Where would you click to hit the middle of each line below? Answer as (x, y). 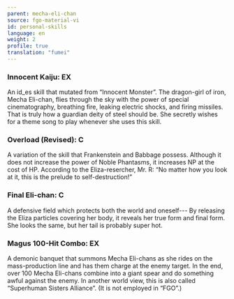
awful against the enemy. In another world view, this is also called (101, 281)
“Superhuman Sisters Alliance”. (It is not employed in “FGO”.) (95, 288)
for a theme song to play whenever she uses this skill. (85, 122)
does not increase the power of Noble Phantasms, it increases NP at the (111, 162)
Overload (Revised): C (45, 140)
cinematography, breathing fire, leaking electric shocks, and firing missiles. (115, 107)
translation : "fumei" (39, 53)
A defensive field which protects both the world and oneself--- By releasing (116, 210)
